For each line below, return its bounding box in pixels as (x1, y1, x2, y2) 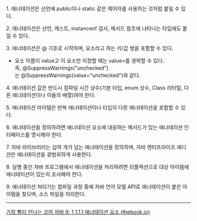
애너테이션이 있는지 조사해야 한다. (6, 171, 83, 178)
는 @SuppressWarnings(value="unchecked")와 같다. (14, 72, 141, 79)
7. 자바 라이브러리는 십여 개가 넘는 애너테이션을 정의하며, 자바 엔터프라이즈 (6, 144, 176, 151)
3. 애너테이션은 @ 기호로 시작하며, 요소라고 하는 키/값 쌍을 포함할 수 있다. (6, 45, 174, 52)
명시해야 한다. (31, 131, 63, 138)
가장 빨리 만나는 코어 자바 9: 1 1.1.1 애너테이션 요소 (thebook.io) (6, 209, 151, 215)
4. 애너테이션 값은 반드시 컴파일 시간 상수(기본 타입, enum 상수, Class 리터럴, (6, 84, 183, 91)
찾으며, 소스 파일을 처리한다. (21, 191, 86, 198)
